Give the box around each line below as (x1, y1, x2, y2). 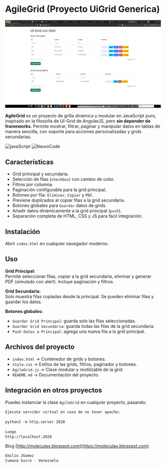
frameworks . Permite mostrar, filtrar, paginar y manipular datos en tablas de (5, 123, 161, 129)
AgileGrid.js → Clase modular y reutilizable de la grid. (12, 366, 124, 372)
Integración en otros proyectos (5, 386, 102, 395)
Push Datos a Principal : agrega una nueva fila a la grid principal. (12, 328, 146, 334)
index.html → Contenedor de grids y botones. (12, 356, 106, 362)
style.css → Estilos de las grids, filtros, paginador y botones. (12, 361, 137, 367)
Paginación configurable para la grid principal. (12, 187, 107, 193)
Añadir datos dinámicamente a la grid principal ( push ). (12, 208, 122, 214)
